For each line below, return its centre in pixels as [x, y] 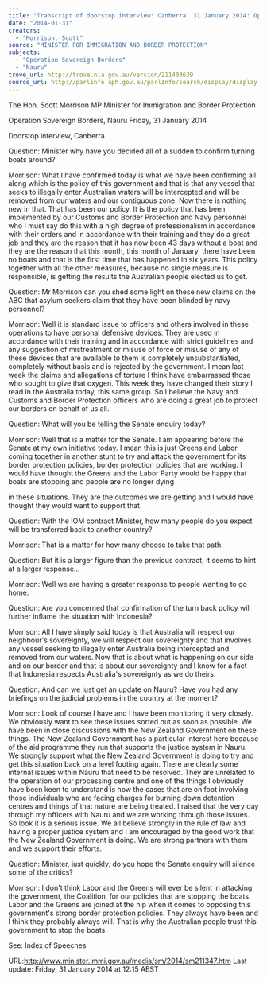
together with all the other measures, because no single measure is [118, 268]
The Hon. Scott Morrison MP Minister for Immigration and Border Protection [132, 105]
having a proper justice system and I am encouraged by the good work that [132, 831]
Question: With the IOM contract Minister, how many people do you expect [130, 521]
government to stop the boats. [58, 930]
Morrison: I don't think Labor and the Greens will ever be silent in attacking [130, 887]
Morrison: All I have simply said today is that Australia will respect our [122, 631]
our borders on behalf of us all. [59, 408]
